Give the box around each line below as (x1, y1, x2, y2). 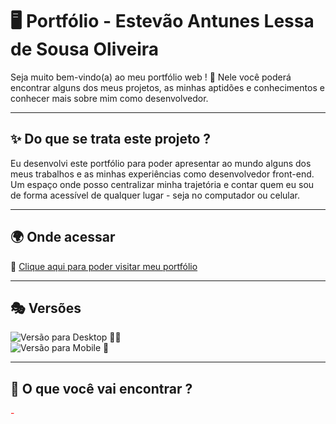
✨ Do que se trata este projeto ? (10, 131, 212, 148)
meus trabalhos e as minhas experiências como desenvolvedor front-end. (10, 168, 315, 180)
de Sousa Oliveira (10, 38, 160, 61)
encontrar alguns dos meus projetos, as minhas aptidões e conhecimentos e (10, 81, 325, 93)
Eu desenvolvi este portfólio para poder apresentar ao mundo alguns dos (10, 157, 312, 169)
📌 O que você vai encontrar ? (10, 380, 193, 397)
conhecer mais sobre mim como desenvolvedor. (10, 92, 209, 104)
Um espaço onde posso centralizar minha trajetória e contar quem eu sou (10, 178, 315, 190)
